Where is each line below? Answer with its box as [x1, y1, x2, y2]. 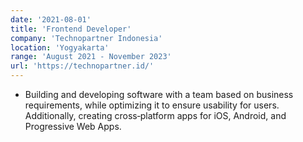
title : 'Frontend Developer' [10, 24, 132, 34]
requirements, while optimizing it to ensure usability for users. [24, 99, 280, 111]
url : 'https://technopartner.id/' [10, 61, 155, 71]
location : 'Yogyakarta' [10, 42, 110, 53]
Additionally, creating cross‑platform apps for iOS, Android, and [24, 110, 287, 121]
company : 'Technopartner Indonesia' [10, 33, 163, 43]
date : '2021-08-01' [10, 14, 92, 25]
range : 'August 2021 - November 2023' [10, 52, 172, 62]
